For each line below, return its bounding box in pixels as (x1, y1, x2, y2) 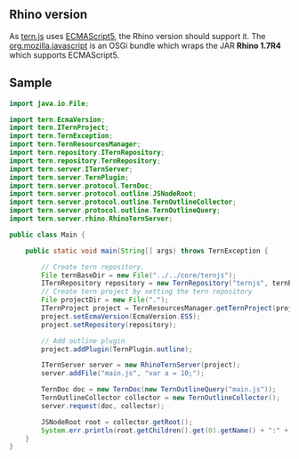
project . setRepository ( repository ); (41, 320, 177, 329)
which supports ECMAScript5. (9, 49, 120, 60)
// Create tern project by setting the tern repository (41, 287, 253, 296)
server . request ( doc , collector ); (41, 401, 166, 410)
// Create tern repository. (41, 262, 145, 271)
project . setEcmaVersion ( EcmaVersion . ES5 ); (41, 311, 201, 321)
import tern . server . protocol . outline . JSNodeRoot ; (9, 189, 198, 198)
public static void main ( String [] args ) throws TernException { (25, 246, 269, 255)
